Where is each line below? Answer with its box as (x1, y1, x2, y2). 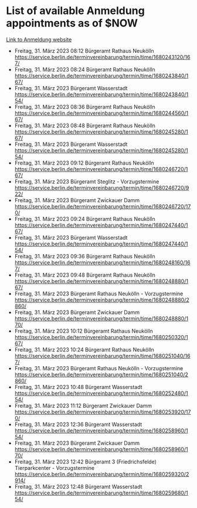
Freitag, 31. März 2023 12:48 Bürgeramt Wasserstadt (14, 483, 142, 490)
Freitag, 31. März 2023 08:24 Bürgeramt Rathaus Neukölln (14, 66, 155, 73)
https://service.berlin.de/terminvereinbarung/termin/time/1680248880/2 (14, 296, 189, 303)
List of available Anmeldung (6, 4, 145, 18)
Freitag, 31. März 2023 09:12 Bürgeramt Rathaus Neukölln (14, 159, 154, 166)
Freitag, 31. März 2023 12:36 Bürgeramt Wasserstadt (14, 421, 142, 428)
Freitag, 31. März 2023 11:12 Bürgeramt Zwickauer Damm (14, 402, 152, 409)
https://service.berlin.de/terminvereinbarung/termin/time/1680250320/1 (14, 333, 189, 340)
